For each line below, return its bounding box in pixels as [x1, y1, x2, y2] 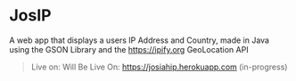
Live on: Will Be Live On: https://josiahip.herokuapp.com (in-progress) [30, 61, 288, 72]
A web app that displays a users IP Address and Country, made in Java [9, 35, 270, 45]
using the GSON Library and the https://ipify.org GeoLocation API [9, 44, 249, 54]
